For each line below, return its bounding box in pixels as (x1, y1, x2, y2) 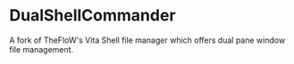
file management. (9, 44, 74, 54)
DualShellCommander (9, 5, 176, 26)
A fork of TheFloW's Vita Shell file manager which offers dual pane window (9, 35, 286, 45)
